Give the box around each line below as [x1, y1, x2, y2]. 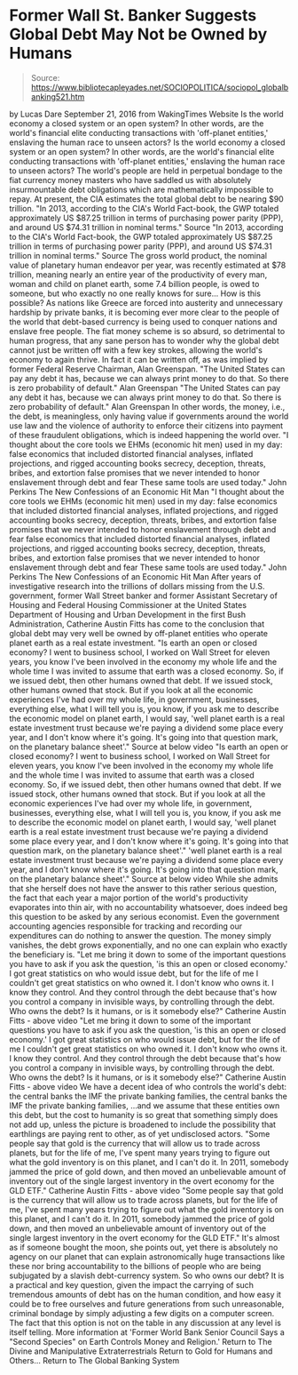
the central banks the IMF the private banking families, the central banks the [9, 1091, 288, 1101]
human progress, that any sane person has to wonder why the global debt [9, 335, 279, 346]
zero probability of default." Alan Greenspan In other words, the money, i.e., [9, 401, 286, 412]
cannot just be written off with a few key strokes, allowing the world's [9, 344, 263, 356]
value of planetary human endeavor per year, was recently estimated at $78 [9, 260, 286, 270]
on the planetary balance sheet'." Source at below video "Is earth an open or [9, 741, 289, 752]
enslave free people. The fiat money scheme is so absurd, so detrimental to [9, 325, 286, 336]
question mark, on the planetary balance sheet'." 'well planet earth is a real [9, 845, 282, 856]
